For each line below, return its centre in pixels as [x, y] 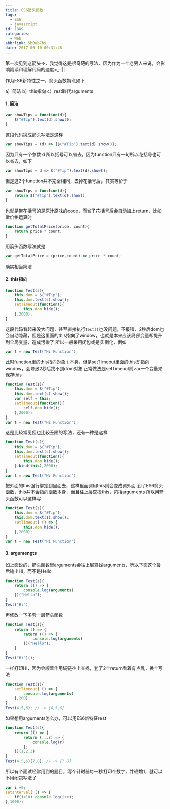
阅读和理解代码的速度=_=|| [37, 69]
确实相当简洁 [19, 267]
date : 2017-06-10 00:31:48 [34, 48]
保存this [13, 375]
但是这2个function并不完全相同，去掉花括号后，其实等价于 [66, 181]
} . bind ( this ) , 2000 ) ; [36, 466]
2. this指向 [16, 279]
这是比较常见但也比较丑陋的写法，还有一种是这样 [56, 433]
